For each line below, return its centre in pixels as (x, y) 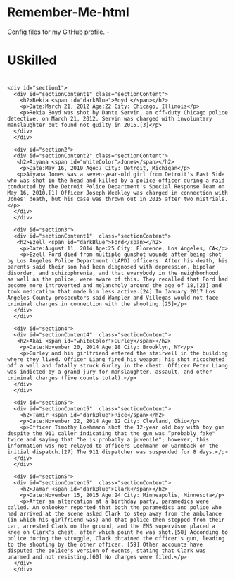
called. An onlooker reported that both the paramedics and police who (114, 508)
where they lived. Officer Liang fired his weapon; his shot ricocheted (116, 360)
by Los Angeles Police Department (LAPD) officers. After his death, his (118, 261)
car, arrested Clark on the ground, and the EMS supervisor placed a (112, 526)
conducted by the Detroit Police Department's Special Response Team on (116, 187)
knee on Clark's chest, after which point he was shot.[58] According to (118, 532)
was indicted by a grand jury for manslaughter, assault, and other (110, 372)
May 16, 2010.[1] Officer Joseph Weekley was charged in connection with (118, 193)
